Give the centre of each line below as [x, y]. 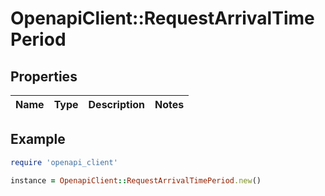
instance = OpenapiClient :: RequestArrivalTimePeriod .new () [136, 180]
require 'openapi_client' [64, 162]
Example [38, 139]
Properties [44, 76]
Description [116, 104]
